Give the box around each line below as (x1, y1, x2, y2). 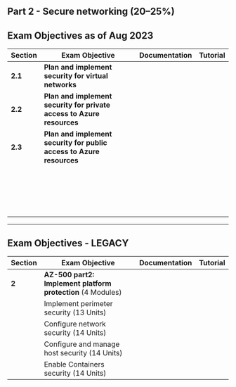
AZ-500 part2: (44, 270, 95, 280)
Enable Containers (44, 360, 105, 369)
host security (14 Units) (44, 348, 123, 358)
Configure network (44, 319, 107, 329)
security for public (44, 138, 107, 148)
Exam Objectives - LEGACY (7, 237, 129, 249)
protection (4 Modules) (44, 288, 122, 298)
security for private (44, 100, 110, 110)
